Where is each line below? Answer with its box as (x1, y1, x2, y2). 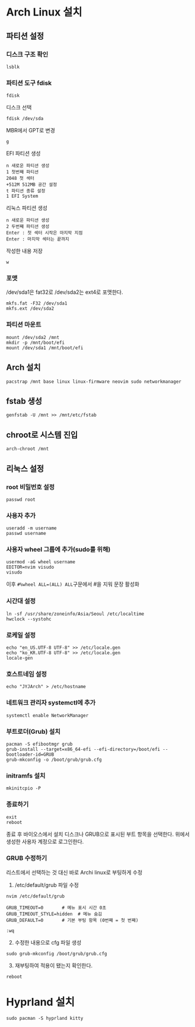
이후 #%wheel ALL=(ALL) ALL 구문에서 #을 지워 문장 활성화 (6, 581, 140, 588)
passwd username (6, 531, 46, 537)
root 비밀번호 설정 (6, 483, 55, 491)
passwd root (6, 496, 36, 502)
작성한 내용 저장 (6, 248, 43, 255)
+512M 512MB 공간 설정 (6, 182, 57, 188)
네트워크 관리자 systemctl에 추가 (6, 699, 96, 707)
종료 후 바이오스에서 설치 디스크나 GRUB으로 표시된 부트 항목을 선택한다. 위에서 (6, 831, 190, 838)
